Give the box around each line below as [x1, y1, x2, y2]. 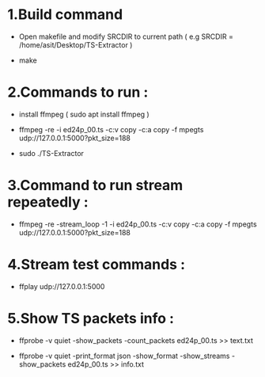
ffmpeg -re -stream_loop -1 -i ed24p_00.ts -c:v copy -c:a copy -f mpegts [18, 219, 258, 229]
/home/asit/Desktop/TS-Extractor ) [18, 40, 133, 49]
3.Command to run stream [7, 177, 184, 195]
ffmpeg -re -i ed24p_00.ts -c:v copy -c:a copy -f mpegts [18, 124, 204, 134]
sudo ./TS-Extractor [18, 148, 85, 158]
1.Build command [7, 6, 123, 24]
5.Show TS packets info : [7, 309, 175, 327]
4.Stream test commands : [7, 256, 186, 273]
